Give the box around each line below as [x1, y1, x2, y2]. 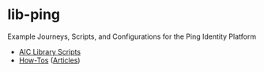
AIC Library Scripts [18, 47, 81, 56]
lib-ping [7, 6, 61, 24]
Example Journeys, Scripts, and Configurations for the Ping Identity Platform [7, 32, 257, 41]
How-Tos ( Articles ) [18, 55, 81, 65]
